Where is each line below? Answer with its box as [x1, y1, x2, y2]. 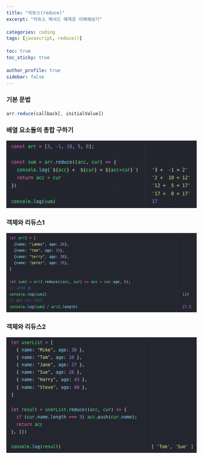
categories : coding [6, 29, 56, 35]
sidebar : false [6, 73, 45, 80]
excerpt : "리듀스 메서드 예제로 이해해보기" [6, 16, 103, 22]
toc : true [6, 49, 31, 55]
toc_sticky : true [6, 55, 50, 61]
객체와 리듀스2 [6, 323, 47, 331]
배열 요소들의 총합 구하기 [6, 126, 74, 135]
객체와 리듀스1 [6, 218, 45, 227]
